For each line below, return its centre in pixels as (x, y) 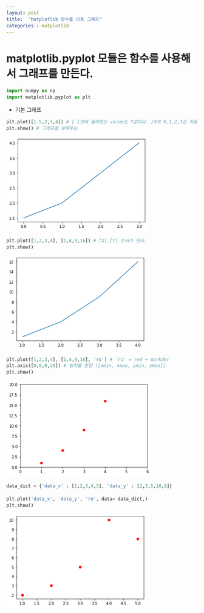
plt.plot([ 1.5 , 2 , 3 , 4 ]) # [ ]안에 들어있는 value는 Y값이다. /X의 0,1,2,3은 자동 (102, 122)
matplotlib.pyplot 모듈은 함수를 (83, 58)
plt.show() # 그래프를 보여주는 (42, 128)
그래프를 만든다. (56, 74)
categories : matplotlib (38, 26)
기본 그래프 (28, 110)
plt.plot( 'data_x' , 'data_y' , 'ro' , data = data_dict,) (77, 499)
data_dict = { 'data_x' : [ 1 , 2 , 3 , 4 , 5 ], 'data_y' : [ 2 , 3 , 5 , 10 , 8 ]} (89, 486)
